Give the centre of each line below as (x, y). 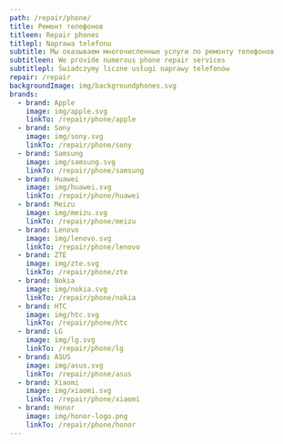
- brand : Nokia (46, 281)
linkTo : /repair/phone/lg (75, 348)
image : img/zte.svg (63, 264)
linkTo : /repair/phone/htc (77, 323)
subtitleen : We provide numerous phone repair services (117, 60)
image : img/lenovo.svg (69, 238)
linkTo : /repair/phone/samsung (85, 170)
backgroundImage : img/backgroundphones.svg (93, 86)
